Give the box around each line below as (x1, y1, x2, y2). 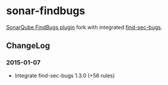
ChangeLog (6, 41, 50, 51)
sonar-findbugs (6, 4, 85, 18)
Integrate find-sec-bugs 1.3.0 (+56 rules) (14, 72, 115, 79)
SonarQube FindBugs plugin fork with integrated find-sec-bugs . (6, 24, 163, 31)
